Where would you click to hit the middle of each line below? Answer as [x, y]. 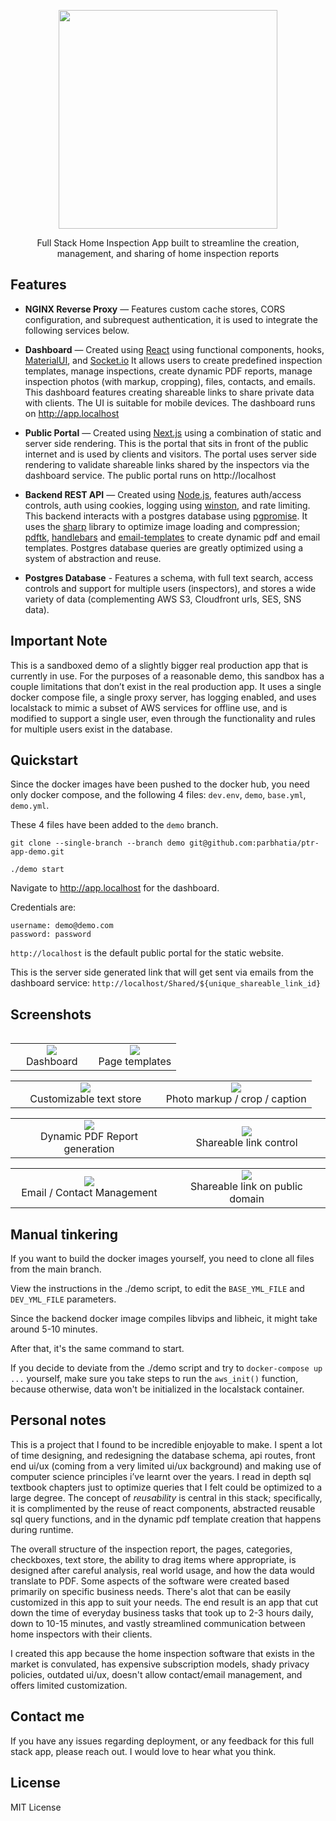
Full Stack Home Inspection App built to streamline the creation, [168, 243]
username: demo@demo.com [62, 926]
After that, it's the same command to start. [97, 1349]
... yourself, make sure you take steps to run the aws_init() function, [154, 1379]
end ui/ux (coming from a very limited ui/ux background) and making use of [166, 1466]
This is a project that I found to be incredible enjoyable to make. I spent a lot [166, 1444]
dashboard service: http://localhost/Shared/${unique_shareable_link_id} [166, 983]
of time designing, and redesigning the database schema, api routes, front [163, 1455]
